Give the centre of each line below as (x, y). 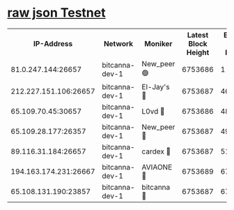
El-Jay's (156, 87)
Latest (198, 35)
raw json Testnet (56, 13)
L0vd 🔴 (153, 111)
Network (118, 43)
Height (198, 52)
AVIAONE (157, 167)
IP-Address (53, 43)
